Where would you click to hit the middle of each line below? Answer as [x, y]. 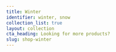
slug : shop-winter [29, 39]
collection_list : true [34, 23]
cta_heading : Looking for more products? [58, 34]
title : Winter [24, 12]
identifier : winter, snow [38, 17]
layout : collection [30, 28]
